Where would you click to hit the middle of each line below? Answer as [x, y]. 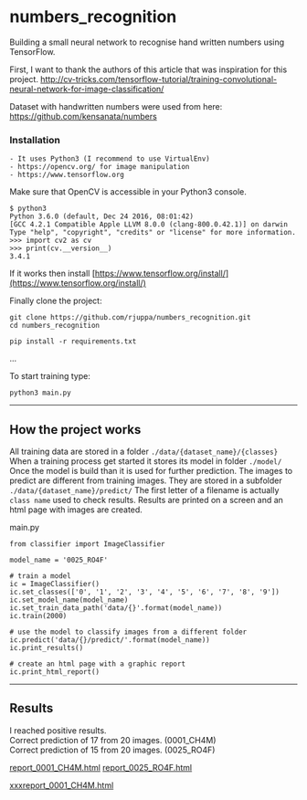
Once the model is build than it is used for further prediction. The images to [151, 471]
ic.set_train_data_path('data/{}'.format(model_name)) [116, 608]
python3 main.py [40, 393]
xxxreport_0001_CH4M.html [62, 785]
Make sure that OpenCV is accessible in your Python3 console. [128, 192]
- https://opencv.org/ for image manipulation [100, 167]
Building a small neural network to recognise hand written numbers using [147, 42]
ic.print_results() [47, 648]
